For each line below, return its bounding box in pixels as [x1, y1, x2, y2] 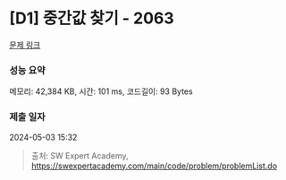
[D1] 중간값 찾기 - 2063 [9, 8, 174, 29]
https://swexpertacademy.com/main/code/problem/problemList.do [30, 160, 278, 171]
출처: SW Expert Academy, [30, 150, 129, 161]
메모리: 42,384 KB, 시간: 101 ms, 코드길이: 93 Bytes [9, 86, 194, 97]
